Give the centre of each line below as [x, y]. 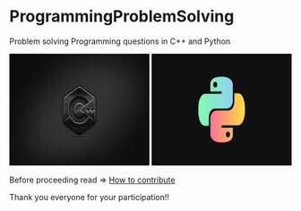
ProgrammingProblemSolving [122, 17]
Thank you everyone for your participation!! [90, 197]
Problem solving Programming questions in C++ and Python [120, 41]
